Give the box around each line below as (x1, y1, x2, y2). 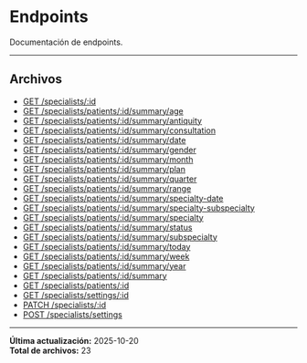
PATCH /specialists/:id (22, 299, 107, 310)
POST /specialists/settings (22, 308, 123, 320)
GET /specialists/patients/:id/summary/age (22, 105, 185, 116)
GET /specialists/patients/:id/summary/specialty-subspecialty (22, 202, 256, 213)
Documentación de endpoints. (9, 36, 123, 47)
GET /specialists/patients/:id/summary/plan (22, 163, 185, 174)
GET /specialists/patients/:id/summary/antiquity (22, 115, 203, 126)
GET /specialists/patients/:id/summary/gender (22, 144, 196, 155)
